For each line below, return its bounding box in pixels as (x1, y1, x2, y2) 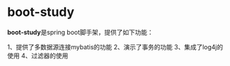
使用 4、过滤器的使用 (7, 51, 69, 60)
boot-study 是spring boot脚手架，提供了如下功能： (7, 28, 154, 36)
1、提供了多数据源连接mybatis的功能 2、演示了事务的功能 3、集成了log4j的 (7, 42, 224, 51)
